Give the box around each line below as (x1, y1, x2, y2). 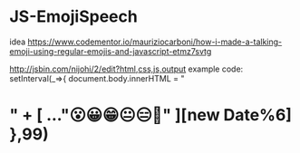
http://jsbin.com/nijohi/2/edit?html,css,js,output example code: (9, 63, 244, 74)
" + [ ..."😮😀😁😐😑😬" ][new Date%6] (9, 105, 293, 126)
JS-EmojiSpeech (9, 6, 138, 27)
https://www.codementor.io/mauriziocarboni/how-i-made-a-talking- (27, 36, 283, 47)
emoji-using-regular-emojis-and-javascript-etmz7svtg (9, 45, 212, 56)
